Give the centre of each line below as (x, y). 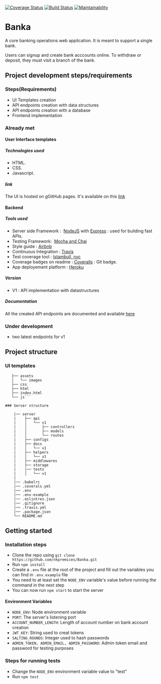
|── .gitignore (29, 503)
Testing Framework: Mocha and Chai (49, 241)
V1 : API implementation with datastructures (56, 290)
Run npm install (29, 565)
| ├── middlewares (35, 461)
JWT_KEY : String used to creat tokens (48, 633)
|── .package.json (32, 512)
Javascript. (23, 173)
